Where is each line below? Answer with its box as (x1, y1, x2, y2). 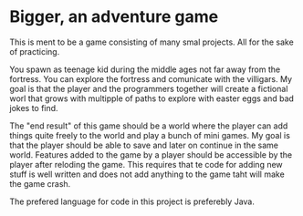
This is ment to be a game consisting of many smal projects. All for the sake (9, 36, 294, 47)
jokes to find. (9, 102, 58, 113)
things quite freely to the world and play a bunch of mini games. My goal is (9, 129, 290, 140)
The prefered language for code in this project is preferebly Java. (9, 196, 256, 207)
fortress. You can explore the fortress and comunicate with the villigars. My (9, 73, 292, 84)
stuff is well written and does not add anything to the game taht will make (9, 169, 285, 180)
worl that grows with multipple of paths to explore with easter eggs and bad (9, 93, 295, 104)
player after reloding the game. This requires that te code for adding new (9, 159, 283, 170)
